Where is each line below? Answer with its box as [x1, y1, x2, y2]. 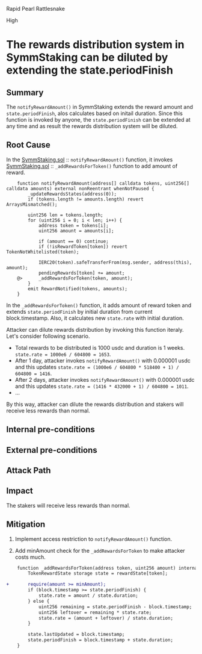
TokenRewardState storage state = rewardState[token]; [28, 570, 168, 577]
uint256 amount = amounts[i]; [38, 228, 114, 234]
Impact [6, 486, 33, 496]
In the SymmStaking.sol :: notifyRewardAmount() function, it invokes [6, 156, 173, 163]
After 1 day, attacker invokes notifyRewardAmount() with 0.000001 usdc [14, 357, 191, 364]
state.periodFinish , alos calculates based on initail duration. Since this [6, 110, 183, 117]
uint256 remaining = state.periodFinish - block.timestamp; [38, 603, 192, 610]
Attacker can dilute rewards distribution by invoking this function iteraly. [6, 326, 185, 333]
